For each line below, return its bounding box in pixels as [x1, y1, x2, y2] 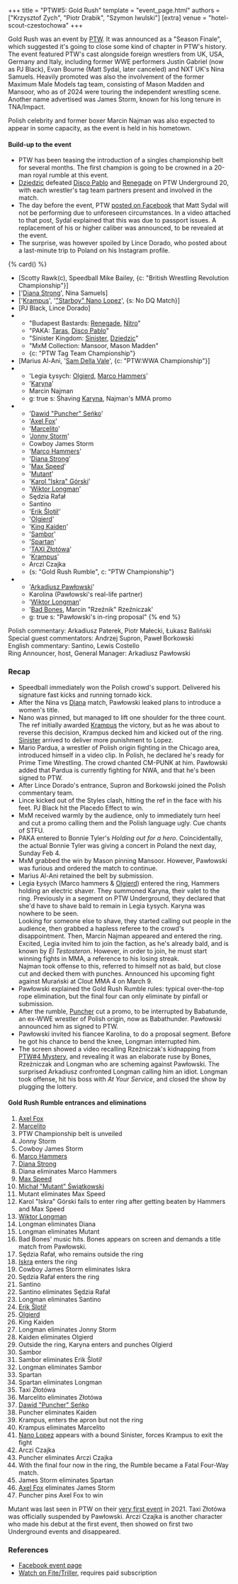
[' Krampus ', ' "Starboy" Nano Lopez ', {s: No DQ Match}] [18, 296, 180, 305]
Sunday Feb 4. [18, 849, 61, 857]
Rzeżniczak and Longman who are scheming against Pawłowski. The [18, 1059, 220, 1068]
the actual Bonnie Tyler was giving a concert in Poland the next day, [18, 841, 217, 849]
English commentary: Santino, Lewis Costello [8, 642, 140, 650]
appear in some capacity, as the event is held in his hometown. [8, 124, 192, 132]
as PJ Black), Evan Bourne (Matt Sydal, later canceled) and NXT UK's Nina [8, 65, 225, 73]
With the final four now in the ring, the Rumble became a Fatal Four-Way [18, 1461, 229, 1469]
